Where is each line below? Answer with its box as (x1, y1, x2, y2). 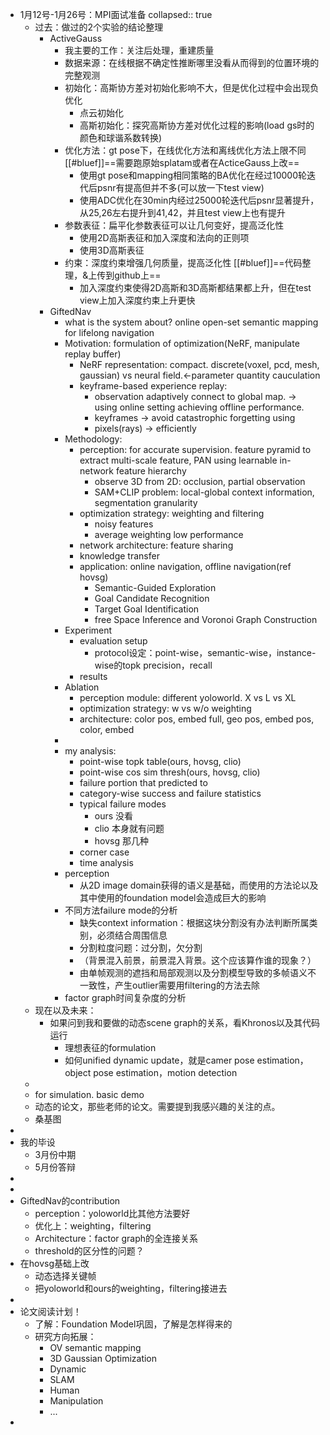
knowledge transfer (79, 550, 160, 562)
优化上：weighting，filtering (34, 1220, 152, 1232)
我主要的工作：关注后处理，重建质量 (64, 44, 215, 56)
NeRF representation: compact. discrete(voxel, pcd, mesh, (79, 359, 320, 370)
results (79, 671, 108, 682)
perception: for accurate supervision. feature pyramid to (79, 444, 312, 455)
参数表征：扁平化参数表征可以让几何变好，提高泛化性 (64, 219, 285, 231)
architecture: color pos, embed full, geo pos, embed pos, (79, 713, 315, 725)
